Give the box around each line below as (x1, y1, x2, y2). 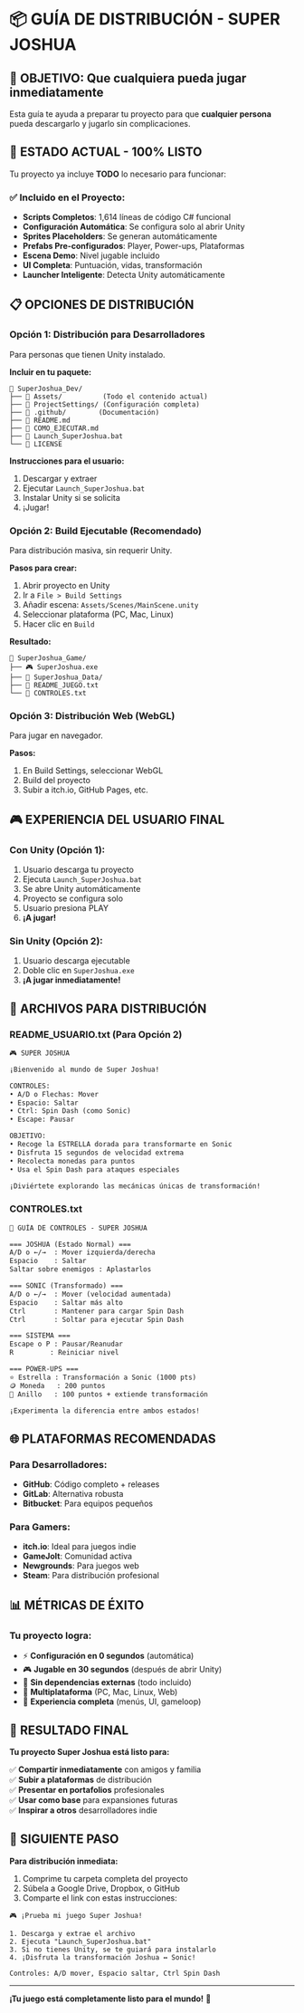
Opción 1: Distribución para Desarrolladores (9, 329, 205, 341)
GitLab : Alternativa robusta (22, 1489, 124, 1500)
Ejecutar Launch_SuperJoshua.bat (22, 483, 146, 494)
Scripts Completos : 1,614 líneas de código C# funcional (22, 212, 232, 223)
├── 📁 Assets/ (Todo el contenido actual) (9, 392, 208, 401)
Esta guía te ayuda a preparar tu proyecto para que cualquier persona (9, 109, 271, 120)
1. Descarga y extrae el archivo (9, 1929, 136, 1938)
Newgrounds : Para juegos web (22, 1560, 140, 1571)
